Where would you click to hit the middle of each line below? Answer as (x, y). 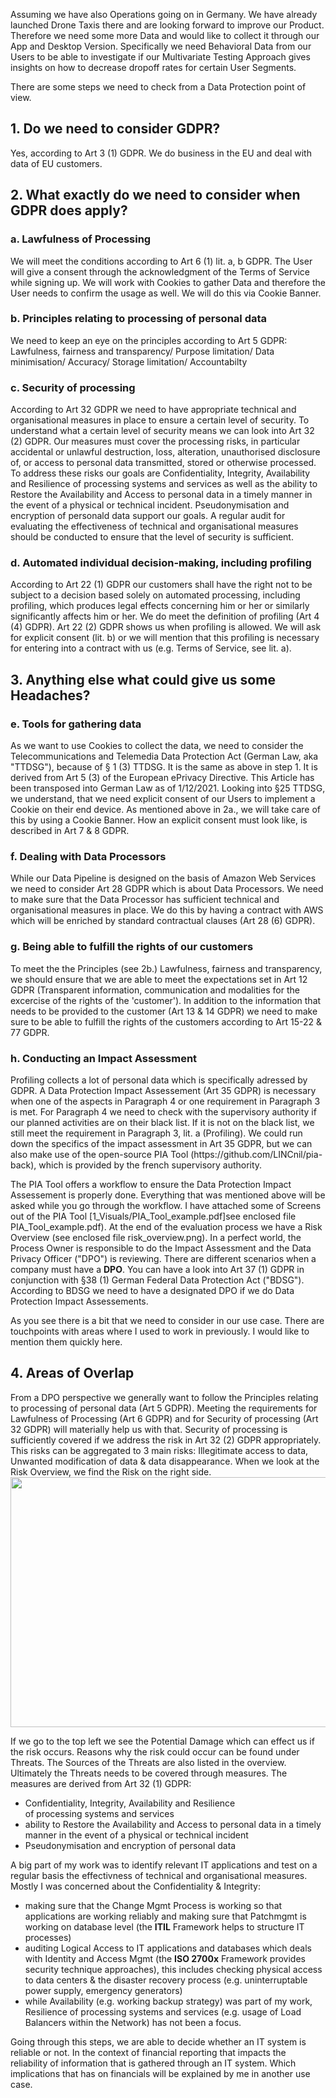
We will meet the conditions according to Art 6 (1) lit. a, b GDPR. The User (161, 261)
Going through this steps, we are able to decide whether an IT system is (158, 2041)
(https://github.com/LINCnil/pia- (256, 1154)
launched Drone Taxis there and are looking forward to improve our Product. (167, 25)
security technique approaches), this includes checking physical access (173, 1969)
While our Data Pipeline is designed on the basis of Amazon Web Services (163, 878)
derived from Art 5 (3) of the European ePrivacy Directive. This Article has (162, 778)
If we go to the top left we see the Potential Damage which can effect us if (162, 1741)
